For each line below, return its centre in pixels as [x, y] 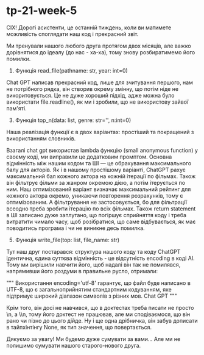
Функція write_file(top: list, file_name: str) [67, 240]
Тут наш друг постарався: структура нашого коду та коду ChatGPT [93, 251]
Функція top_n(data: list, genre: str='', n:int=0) [73, 120]
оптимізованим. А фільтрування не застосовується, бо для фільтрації [97, 202]
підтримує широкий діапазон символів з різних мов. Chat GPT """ [92, 296]
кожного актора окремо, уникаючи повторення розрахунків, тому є [95, 195]
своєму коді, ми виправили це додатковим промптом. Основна [89, 157]
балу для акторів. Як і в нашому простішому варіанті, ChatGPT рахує [96, 170]
